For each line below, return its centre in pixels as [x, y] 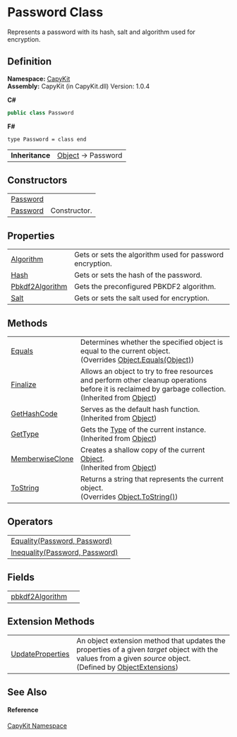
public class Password [41, 113]
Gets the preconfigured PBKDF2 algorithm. [145, 287]
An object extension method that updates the [151, 640]
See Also [27, 692]
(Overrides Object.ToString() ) [129, 497]
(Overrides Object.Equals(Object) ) [137, 360]
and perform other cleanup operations [144, 380]
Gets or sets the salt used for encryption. [141, 298]
